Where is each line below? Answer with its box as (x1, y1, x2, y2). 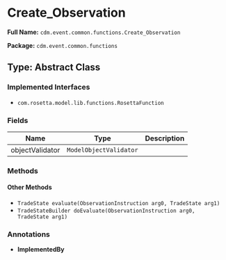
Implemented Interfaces (7, 82, 90, 92)
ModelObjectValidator (67, 146, 138, 154)
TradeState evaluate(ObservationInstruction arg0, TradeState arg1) (17, 200, 220, 207)
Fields (7, 115, 29, 125)
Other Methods (7, 183, 52, 192)
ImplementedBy (17, 245, 65, 254)
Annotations (7, 229, 50, 239)
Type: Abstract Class (7, 61, 101, 74)
